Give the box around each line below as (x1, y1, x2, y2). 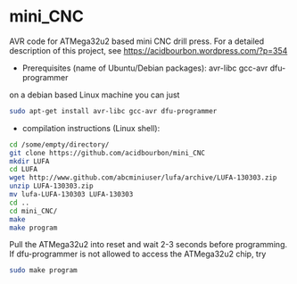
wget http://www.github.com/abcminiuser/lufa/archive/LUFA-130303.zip (9, 173, 277, 182)
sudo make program (9, 266, 78, 275)
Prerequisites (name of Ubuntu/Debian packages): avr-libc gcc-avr (21, 63, 268, 73)
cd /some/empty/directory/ (9, 140, 110, 149)
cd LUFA (9, 165, 38, 174)
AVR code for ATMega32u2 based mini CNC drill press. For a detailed (9, 36, 265, 46)
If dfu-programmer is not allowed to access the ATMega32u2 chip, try (9, 248, 267, 260)
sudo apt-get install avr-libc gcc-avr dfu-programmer (9, 106, 218, 115)
